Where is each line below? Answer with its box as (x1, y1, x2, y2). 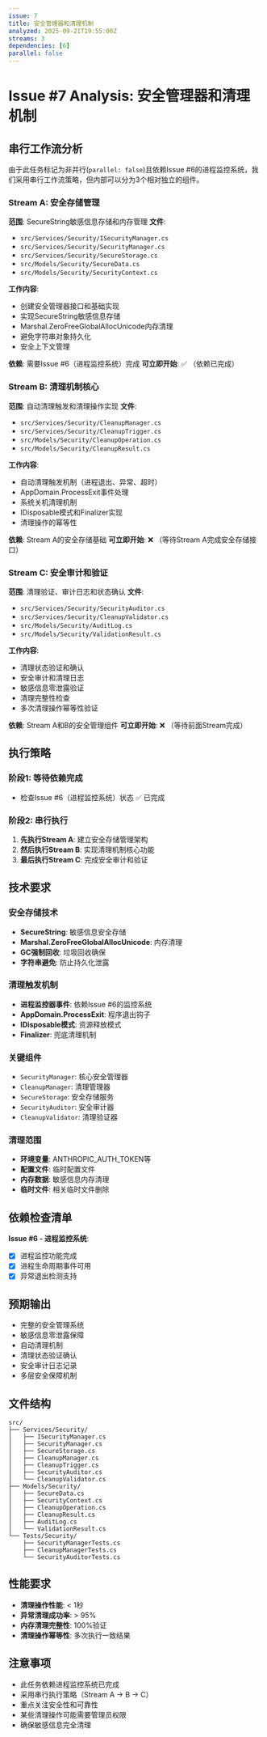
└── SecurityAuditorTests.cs (23, 1553, 121, 1561)
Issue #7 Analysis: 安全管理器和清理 (8, 87, 251, 105)
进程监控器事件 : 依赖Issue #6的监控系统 (19, 999, 152, 1009)
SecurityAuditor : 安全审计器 (19, 1102, 115, 1112)
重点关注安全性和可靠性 (19, 1700, 98, 1709)
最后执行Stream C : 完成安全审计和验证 (19, 854, 148, 864)
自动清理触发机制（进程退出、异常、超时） (19, 477, 162, 486)
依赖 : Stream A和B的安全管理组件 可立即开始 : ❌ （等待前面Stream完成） (8, 720, 248, 730)
